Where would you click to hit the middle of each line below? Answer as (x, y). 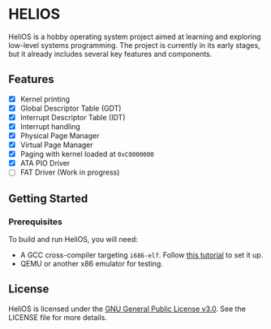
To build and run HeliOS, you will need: (73, 239)
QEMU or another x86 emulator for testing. (92, 264)
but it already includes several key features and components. (110, 54)
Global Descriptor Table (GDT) (71, 108)
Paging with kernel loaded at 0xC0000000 (87, 154)
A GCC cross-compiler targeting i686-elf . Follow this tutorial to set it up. (142, 255)
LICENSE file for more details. (58, 317)
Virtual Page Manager (56, 145)
